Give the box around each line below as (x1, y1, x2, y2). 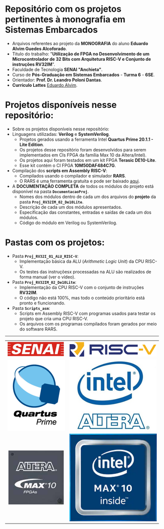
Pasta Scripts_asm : (12, 305, 50, 311)
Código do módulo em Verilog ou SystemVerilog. (19, 220, 118, 226)
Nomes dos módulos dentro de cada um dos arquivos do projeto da (19, 194, 156, 200)
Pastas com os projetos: (5, 237, 105, 248)
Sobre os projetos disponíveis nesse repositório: (12, 126, 110, 132)
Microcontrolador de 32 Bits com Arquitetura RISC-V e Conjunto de (12, 56, 151, 62)
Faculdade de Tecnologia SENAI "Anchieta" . (12, 66, 103, 72)
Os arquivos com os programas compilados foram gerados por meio (19, 321, 157, 327)
